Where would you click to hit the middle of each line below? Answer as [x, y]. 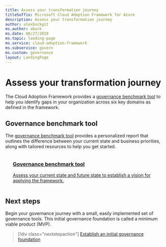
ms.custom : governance [29, 52]
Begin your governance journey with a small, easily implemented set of [79, 213]
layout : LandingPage [27, 57]
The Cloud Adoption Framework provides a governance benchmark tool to [83, 97]
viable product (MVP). [28, 224]
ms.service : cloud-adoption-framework [46, 43]
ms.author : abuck [24, 29]
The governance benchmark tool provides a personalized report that [77, 136]
